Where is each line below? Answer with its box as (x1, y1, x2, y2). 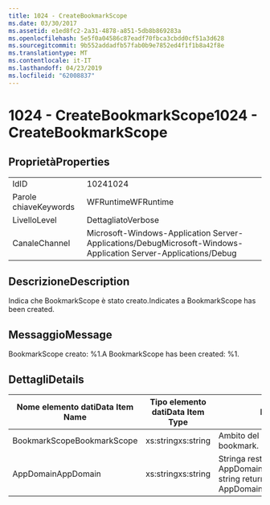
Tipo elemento (149, 396, 207, 408)
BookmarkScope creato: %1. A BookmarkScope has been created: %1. (8, 349, 239, 359)
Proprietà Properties (8, 155, 110, 169)
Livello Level (12, 214, 58, 225)
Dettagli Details (8, 372, 84, 386)
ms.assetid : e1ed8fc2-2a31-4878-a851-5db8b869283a (8, 27, 182, 35)
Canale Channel (12, 237, 71, 248)
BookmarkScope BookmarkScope (12, 435, 138, 446)
